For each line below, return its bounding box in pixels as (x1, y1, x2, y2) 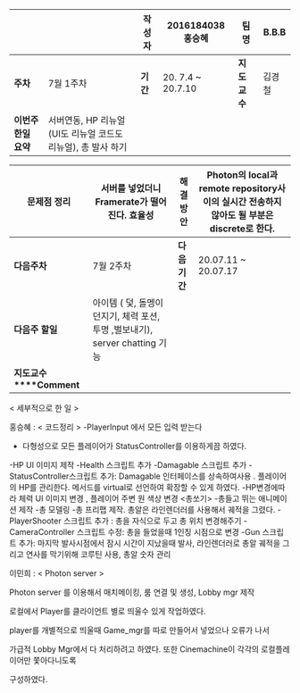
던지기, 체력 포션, (92, 310, 161, 322)
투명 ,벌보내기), (92, 323, 154, 336)
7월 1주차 (47, 78, 87, 89)
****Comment (13, 379, 80, 391)
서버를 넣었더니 (101, 182, 162, 195)
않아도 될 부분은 (211, 209, 274, 221)
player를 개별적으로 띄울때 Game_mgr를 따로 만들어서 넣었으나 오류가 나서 (9, 625, 270, 635)
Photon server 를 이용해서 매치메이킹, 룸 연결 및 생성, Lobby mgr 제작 (9, 587, 255, 597)
